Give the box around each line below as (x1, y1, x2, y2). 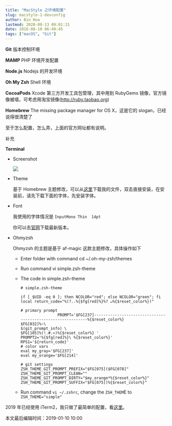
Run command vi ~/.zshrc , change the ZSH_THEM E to (20, 389, 132, 395)
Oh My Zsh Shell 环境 (5, 79, 51, 85)
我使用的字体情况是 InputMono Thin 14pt (12, 214, 101, 219)
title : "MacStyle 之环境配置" (5, 7, 66, 13)
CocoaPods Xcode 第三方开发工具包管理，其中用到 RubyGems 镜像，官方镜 (5, 90, 167, 96)
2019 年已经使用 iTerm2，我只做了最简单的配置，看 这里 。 (5, 404, 127, 410)
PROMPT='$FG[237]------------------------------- (57, 312, 166, 317)
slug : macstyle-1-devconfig (5, 12, 66, 17)
